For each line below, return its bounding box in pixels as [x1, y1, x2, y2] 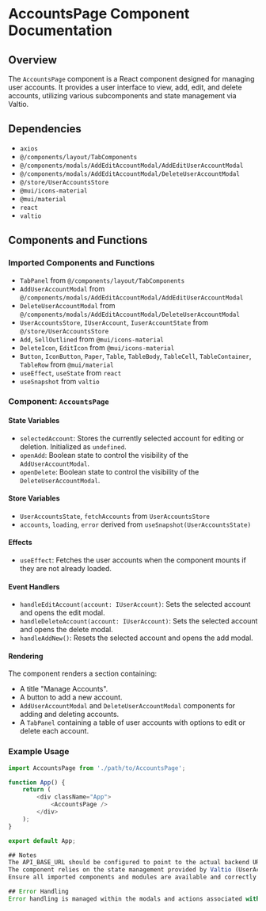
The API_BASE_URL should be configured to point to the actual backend [8, 859, 249, 867]
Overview [8, 53, 58, 67]
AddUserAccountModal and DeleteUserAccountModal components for [19, 701, 236, 711]
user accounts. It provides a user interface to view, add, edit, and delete [8, 82, 243, 92]
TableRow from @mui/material [19, 360, 114, 369]
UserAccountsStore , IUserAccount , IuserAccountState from [19, 318, 208, 327]
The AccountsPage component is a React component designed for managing [8, 74, 255, 83]
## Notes [8, 851, 37, 860]
